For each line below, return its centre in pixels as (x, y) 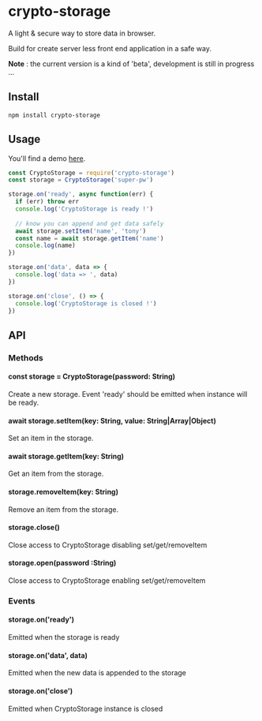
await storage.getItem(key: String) (66, 456)
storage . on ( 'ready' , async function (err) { (81, 194)
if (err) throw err (47, 202)
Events (22, 600)
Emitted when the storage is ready (64, 637)
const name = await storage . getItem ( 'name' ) (90, 238)
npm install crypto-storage (54, 115)
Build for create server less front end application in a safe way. (110, 48)
